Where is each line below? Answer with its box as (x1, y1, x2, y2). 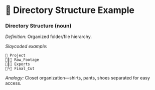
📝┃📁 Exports (5, 62, 30, 67)
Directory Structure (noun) (5, 22, 72, 29)
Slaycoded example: (5, 43, 48, 49)
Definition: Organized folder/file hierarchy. (5, 33, 92, 39)
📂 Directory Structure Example (5, 4, 134, 16)
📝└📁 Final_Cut (5, 66, 35, 71)
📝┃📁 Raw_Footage (5, 57, 39, 62)
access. (5, 80, 22, 86)
